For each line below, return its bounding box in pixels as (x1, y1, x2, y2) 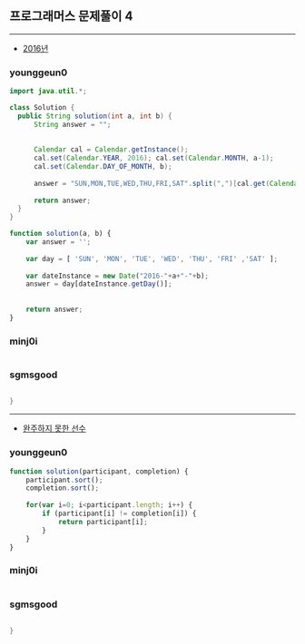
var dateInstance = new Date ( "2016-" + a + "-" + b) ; (25, 271, 209, 280)
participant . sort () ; (25, 475, 103, 484)
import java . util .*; (9, 87, 88, 96)
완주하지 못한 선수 (22, 423, 86, 434)
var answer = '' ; (25, 238, 92, 247)
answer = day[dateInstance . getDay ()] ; (25, 279, 172, 288)
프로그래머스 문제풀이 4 (9, 8, 133, 24)
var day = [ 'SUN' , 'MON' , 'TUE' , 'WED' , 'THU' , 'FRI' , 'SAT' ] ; (25, 254, 279, 263)
